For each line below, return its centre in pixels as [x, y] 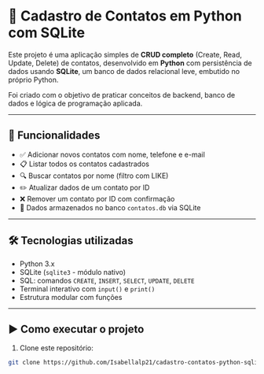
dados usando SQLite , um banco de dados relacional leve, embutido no [124, 71]
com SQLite [46, 33]
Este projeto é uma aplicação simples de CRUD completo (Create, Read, [125, 54]
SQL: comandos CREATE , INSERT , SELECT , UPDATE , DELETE [107, 280]
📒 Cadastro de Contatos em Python [125, 16]
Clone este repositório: [57, 348]
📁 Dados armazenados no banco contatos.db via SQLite [110, 207]
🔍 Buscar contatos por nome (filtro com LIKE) [94, 176]
